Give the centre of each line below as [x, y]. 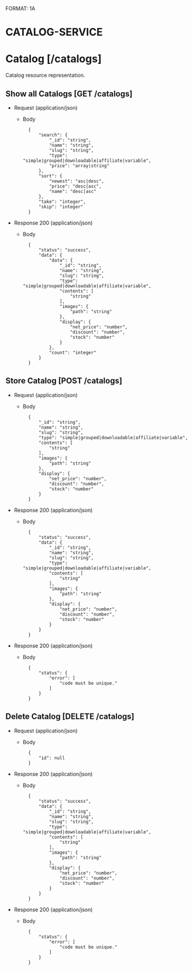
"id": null [52, 758]
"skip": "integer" [61, 207]
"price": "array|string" [79, 166]
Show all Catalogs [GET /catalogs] [69, 94]
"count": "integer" [73, 352]
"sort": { [50, 176]
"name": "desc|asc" [73, 191]
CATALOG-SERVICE [54, 32]
